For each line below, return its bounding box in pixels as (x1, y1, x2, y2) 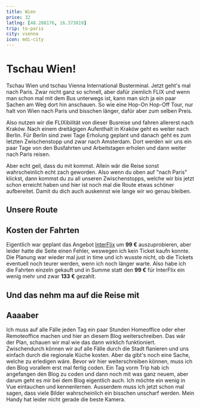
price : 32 (6, 14, 31, 20)
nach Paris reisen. (6, 150, 51, 158)
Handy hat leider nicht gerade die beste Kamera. (6, 396, 126, 403)
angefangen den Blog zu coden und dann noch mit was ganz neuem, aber (6, 371, 189, 378)
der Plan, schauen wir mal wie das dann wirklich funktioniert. (6, 339, 156, 346)
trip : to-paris (6, 25, 44, 32)
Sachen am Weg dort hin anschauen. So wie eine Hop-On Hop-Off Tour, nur (6, 101, 193, 108)
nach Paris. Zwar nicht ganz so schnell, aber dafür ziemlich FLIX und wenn (6, 88, 190, 96)
